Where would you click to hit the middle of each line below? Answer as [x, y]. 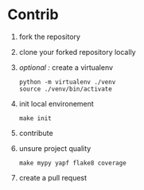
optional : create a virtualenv [66, 67]
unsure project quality [55, 148]
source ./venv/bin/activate [65, 89]
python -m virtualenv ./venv [67, 82]
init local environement [56, 103]
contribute [36, 133]
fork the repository [50, 37]
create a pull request [53, 177]
